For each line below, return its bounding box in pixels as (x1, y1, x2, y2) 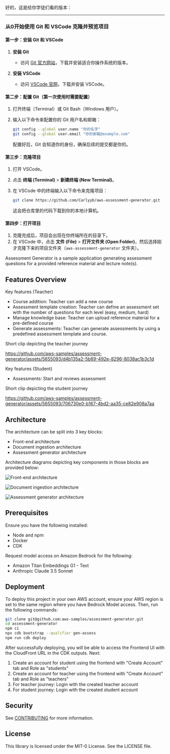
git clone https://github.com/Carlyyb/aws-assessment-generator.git (12, 198, 160, 203)
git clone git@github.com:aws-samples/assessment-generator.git (5, 617, 144, 622)
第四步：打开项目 (5, 220, 41, 226)
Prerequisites (5, 509, 49, 517)
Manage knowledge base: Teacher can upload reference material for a (12, 315, 160, 321)
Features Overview (5, 275, 67, 284)
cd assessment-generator (5, 621, 58, 626)
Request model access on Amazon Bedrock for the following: (5, 552, 133, 559)
